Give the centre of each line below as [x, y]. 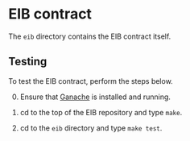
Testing [28, 62]
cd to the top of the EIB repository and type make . [101, 112]
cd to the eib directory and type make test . [91, 128]
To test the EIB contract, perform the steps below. [91, 81]
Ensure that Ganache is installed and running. [95, 97]
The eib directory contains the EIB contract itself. [90, 36]
